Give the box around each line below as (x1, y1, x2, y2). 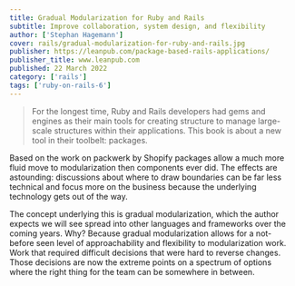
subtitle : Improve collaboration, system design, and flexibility (9, 22, 266, 31)
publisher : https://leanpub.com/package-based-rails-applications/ (9, 47, 270, 56)
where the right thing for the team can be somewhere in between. (9, 266, 256, 277)
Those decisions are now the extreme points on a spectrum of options (9, 256, 272, 268)
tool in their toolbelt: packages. (31, 134, 148, 145)
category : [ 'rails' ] (9, 73, 88, 82)
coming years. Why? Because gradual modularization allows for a (9, 228, 254, 239)
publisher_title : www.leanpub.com (9, 55, 141, 64)
